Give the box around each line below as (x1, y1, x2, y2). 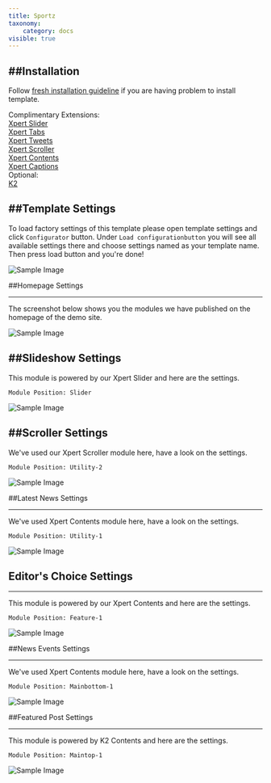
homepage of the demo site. (8, 312, 102, 322)
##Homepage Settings (8, 280, 84, 290)
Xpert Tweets (8, 136, 53, 145)
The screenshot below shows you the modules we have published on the (8, 304, 251, 314)
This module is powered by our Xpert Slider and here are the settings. (8, 373, 240, 382)
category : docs (23, 27, 74, 35)
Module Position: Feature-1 (8, 614, 103, 622)
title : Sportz (8, 11, 56, 20)
